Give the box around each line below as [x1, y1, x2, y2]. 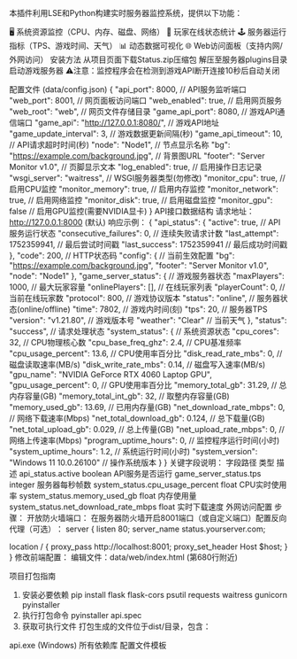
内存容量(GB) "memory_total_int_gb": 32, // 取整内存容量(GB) [9, 391, 230, 401]
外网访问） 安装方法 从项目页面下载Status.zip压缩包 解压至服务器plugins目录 [9, 54, 288, 65]
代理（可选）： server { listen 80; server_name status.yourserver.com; [9, 523, 266, 534]
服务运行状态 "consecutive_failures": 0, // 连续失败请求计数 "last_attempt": [9, 229, 279, 238]
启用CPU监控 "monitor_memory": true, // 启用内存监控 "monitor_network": [9, 184, 278, 194]
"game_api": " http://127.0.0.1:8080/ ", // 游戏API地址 [34, 118, 219, 128]
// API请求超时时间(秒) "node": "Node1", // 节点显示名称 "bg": [9, 140, 231, 150]
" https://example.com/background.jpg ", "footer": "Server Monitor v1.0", [9, 260, 270, 270]
